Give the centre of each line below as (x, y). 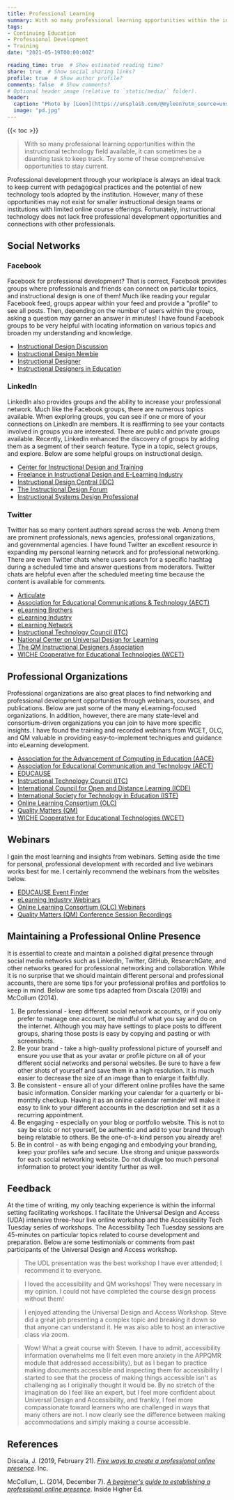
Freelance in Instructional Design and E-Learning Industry (100, 474)
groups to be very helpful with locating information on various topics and (111, 326)
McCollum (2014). (33, 997)
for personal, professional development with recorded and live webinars (110, 864)
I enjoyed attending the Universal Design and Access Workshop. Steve (125, 1312)
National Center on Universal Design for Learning (88, 640)
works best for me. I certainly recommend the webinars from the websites (113, 871)
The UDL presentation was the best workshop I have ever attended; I (123, 1263)
